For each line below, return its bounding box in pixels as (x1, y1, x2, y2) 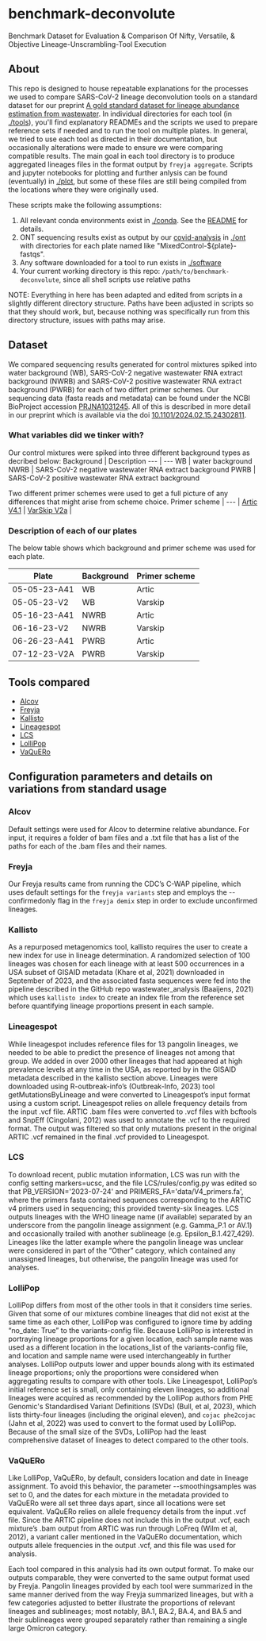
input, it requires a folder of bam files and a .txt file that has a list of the (8, 833, 240, 842)
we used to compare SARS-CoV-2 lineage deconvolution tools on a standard (8, 92, 258, 102)
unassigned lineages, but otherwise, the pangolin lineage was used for (8, 1254, 239, 1263)
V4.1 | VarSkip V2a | (8, 505, 73, 514)
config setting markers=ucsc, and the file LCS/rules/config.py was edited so (8, 1178, 257, 1188)
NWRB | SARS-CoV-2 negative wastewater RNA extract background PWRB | (8, 464, 256, 474)
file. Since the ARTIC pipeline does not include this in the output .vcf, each (8, 1516, 251, 1525)
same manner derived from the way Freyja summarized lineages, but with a (8, 1589, 254, 1600)
